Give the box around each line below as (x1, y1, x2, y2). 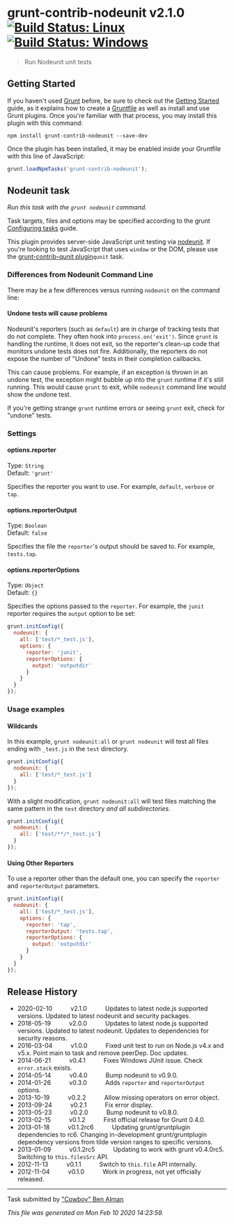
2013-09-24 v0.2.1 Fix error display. (17, 1101, 153, 1109)
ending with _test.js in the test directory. (7, 745, 129, 753)
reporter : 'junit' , (25, 649, 82, 656)
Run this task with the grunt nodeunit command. (7, 203, 148, 212)
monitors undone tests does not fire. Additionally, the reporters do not (7, 347, 208, 355)
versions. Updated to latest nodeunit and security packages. (17, 1012, 191, 1020)
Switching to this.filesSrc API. (17, 1153, 109, 1161)
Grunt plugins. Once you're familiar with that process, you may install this (7, 111, 217, 119)
